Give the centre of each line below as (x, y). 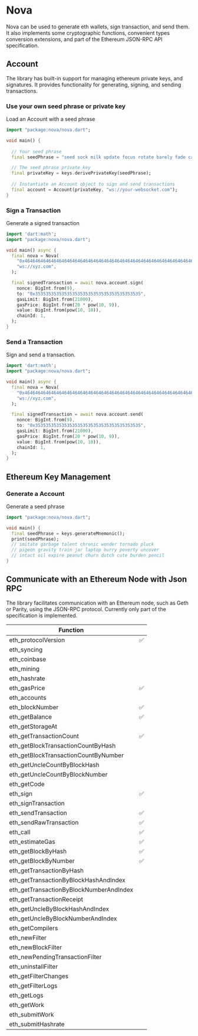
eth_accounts (28, 697)
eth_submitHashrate (37, 1024)
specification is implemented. (42, 615)
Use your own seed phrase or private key (66, 106)
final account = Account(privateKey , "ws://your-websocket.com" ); (95, 190)
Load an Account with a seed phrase (51, 119)
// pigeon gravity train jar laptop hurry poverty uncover (85, 550)
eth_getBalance (30, 717)
